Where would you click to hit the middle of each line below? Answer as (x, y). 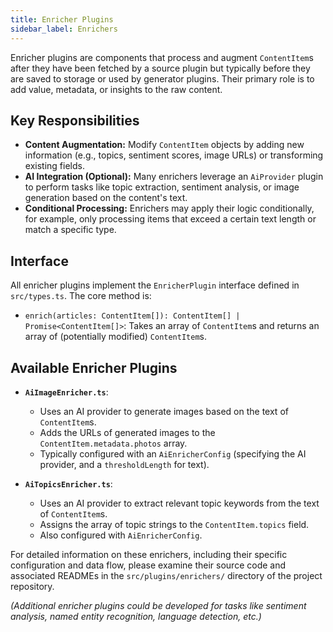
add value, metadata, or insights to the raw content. (116, 89)
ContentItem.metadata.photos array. (113, 443)
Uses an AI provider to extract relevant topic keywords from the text (179, 503)
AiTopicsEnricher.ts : (68, 483)
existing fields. (54, 166)
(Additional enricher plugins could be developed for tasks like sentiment (158, 605)
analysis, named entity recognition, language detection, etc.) (136, 616)
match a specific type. (70, 230)
